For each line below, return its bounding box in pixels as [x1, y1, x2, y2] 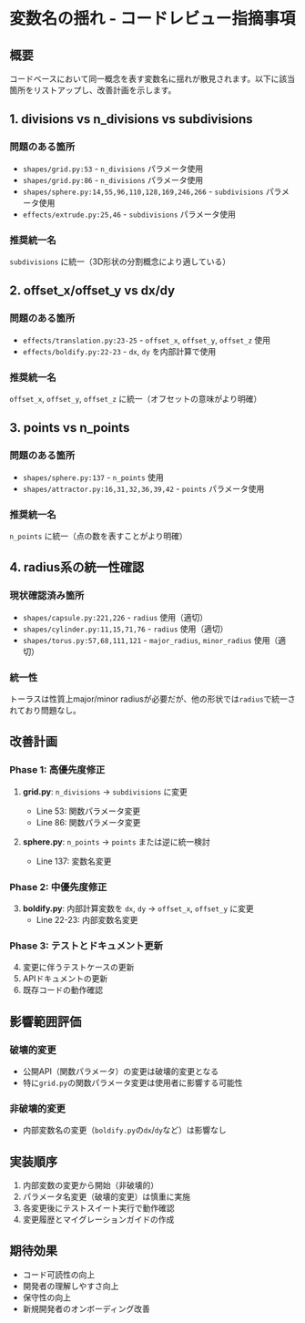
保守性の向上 [22, 1291, 71, 1303]
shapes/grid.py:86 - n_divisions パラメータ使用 [22, 174, 204, 185]
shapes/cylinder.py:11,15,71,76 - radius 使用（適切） [22, 623, 229, 634]
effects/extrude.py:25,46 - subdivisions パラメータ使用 [22, 209, 237, 220]
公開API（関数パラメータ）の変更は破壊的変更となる [22, 1065, 219, 1076]
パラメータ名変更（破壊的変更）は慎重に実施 [22, 1191, 191, 1203]
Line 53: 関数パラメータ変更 [36, 805, 141, 816]
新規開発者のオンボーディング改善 [22, 1303, 150, 1314]
